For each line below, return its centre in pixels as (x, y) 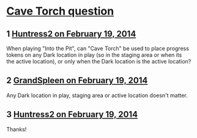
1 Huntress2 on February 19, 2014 (71, 34)
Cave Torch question (60, 11)
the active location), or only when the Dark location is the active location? (99, 61)
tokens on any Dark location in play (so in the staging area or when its (94, 55)
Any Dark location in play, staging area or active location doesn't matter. (97, 95)
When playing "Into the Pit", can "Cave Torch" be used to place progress (98, 48)
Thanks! (17, 129)
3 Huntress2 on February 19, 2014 (72, 114)
